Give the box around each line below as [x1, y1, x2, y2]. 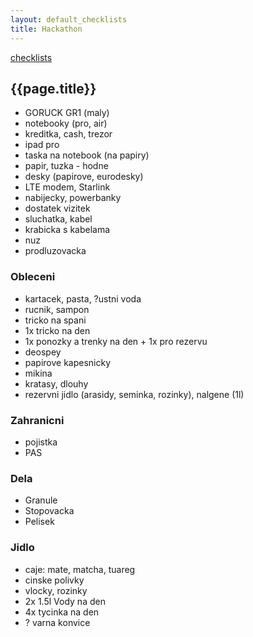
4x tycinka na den [24, 606, 100, 618]
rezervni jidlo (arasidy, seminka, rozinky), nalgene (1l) [24, 388, 245, 400]
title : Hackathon [10, 24, 83, 34]
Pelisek [24, 516, 55, 528]
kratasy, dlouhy [24, 377, 89, 390]
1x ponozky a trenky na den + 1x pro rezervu [24, 335, 208, 347]
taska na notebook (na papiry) [24, 149, 150, 161]
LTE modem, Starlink [24, 181, 111, 193]
